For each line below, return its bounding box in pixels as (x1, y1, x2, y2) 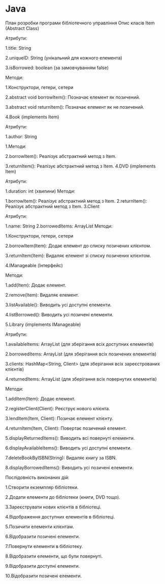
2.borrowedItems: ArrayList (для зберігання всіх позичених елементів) (5, 351, 157, 357)
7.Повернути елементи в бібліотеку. (5, 543, 83, 549)
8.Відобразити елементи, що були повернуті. (5, 553, 103, 559)
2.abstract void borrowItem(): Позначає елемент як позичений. (5, 94, 141, 100)
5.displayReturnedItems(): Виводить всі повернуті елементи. (5, 435, 135, 441)
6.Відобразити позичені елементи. (5, 533, 80, 539)
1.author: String (5, 133, 37, 140)
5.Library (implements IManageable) (5, 321, 81, 328)
